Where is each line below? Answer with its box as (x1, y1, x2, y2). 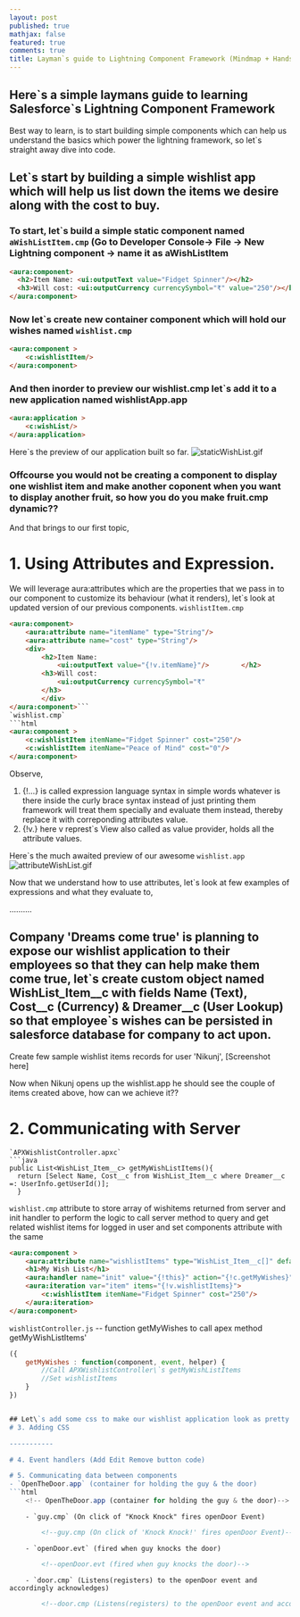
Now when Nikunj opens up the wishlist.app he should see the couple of (9, 1077, 275, 1089)
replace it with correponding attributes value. (21, 814, 188, 825)
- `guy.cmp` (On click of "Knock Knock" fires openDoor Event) (25, 1512, 266, 1522)
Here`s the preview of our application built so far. (9, 446, 189, 457)
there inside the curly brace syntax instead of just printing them (21, 795, 256, 806)
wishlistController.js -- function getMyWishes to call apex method (9, 1323, 263, 1333)
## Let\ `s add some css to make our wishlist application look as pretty (9, 1414, 290, 1423)
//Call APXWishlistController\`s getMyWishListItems (41, 1366, 242, 1375)
